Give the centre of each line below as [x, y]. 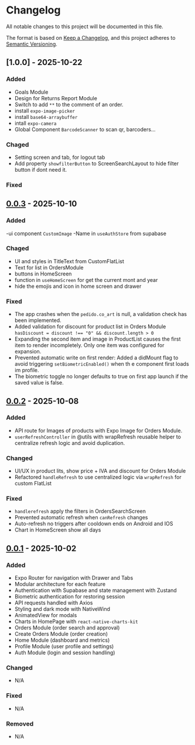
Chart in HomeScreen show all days [58, 530]
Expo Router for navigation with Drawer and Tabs [74, 578]
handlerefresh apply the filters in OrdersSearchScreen [80, 511]
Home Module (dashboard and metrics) [62, 640]
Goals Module [31, 92]
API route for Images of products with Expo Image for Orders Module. [98, 430]
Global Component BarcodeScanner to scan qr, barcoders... [85, 129]
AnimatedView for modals [46, 615]
